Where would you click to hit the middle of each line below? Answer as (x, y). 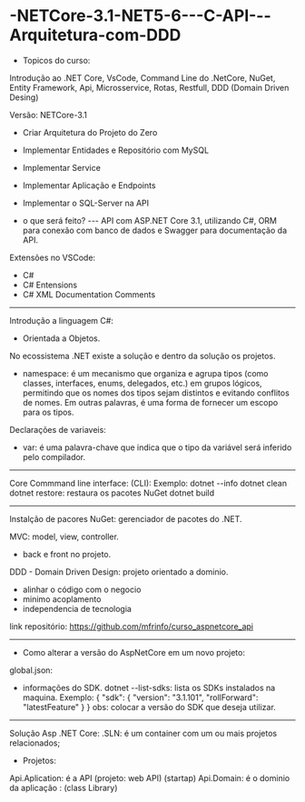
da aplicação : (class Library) (64, 787)
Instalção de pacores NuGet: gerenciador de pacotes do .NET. (126, 518)
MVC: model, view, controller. (64, 536)
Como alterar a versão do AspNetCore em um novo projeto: (133, 652)
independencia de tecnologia (77, 608)
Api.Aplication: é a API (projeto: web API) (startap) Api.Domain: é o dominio (150, 777)
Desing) (24, 97)
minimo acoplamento (62, 599)
